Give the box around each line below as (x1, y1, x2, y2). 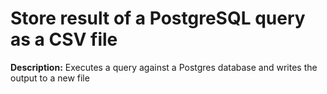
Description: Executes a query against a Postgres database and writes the (10, 61, 318, 73)
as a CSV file (10, 28, 118, 51)
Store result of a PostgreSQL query (10, 7, 306, 30)
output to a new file (10, 72, 90, 84)
